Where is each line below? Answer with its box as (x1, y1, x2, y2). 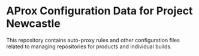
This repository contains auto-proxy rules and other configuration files (6, 36, 180, 43)
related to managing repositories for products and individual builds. (6, 43, 172, 50)
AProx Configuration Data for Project (6, 4, 193, 18)
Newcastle (6, 17, 61, 30)
